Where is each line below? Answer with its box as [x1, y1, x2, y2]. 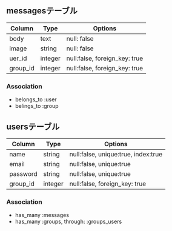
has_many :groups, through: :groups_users [15, 218, 122, 226]
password [9, 169, 38, 178]
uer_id [9, 54, 27, 62]
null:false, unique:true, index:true [69, 150, 163, 158]
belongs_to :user [15, 96, 57, 103]
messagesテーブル [6, 5, 78, 16]
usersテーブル [6, 121, 60, 132]
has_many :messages [15, 212, 70, 219]
